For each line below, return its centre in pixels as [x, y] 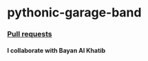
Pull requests [30, 34]
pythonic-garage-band [74, 13]
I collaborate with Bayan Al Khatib [56, 50]
